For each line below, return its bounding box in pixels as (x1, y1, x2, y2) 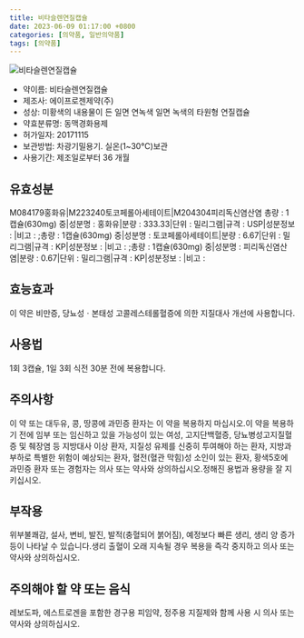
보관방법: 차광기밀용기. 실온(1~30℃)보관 (22, 141, 168, 152)
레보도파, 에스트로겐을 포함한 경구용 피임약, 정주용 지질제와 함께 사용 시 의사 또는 (9, 607, 295, 618)
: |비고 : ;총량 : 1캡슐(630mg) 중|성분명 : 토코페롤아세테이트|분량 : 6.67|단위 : (9, 230, 281, 241)
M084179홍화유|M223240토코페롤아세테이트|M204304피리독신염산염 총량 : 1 (9, 207, 289, 218)
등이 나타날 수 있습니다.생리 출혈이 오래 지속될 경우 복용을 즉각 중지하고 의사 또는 (9, 541, 295, 552)
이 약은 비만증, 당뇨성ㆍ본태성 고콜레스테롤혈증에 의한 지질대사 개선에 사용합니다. (9, 307, 296, 318)
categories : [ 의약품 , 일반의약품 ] (9, 30, 125, 39)
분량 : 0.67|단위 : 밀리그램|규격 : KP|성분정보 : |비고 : (19, 253, 206, 264)
